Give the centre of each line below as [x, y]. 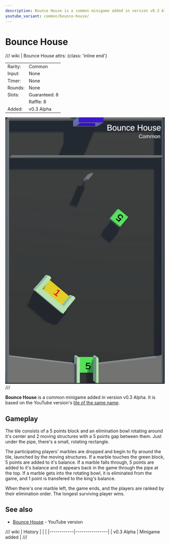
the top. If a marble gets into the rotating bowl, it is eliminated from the [79, 473]
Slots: [13, 95]
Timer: [14, 81]
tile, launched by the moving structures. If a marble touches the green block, [85, 457]
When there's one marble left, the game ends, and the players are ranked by [85, 488]
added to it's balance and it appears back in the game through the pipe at [82, 468]
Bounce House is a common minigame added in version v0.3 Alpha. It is [80, 397]
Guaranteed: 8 [44, 95]
